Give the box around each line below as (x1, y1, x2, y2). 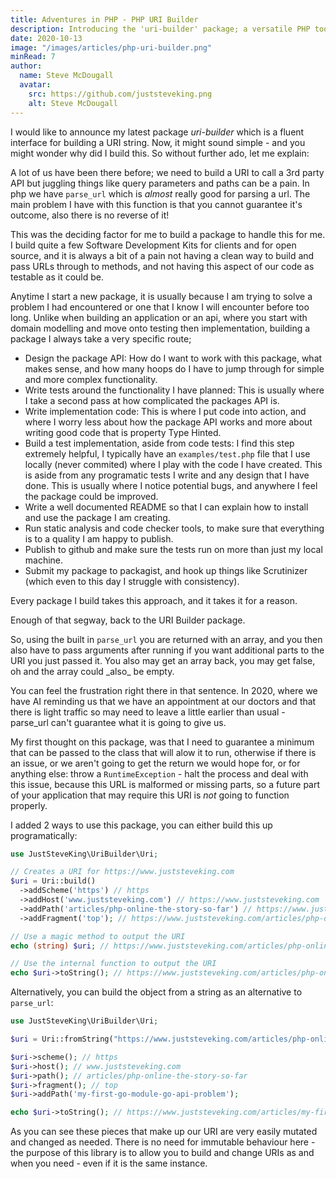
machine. (24, 554, 64, 566)
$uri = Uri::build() (10, 876, 97, 886)
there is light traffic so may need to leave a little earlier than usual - (10, 706, 286, 718)
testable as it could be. (10, 271, 105, 283)
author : (10, 61, 43, 71)
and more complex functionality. (24, 373, 158, 385)
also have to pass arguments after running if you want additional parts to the (10, 644, 325, 656)
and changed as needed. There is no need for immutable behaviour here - (10, 1136, 316, 1148)
